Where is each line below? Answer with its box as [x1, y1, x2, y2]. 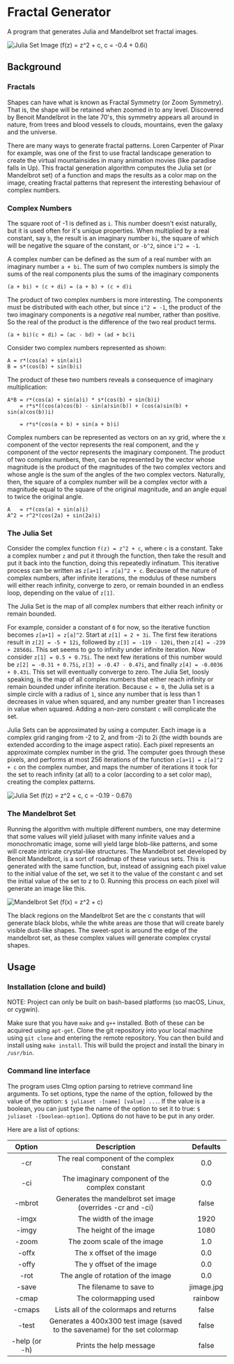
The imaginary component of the [62, 1173, 169, 1183]
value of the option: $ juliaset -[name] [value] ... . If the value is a [7, 1096, 205, 1105]
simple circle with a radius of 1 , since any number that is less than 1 [7, 690, 201, 699]
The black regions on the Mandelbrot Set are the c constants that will [7, 911, 205, 920]
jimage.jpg [189, 1282, 224, 1291]
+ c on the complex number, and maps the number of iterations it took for [7, 763, 218, 771]
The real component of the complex [57, 1154, 174, 1163]
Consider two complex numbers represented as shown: [7, 343, 166, 351]
